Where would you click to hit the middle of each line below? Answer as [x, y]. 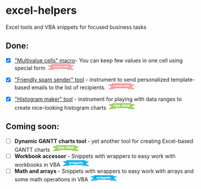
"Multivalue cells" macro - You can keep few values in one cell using [98, 60]
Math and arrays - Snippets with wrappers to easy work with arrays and [104, 171]
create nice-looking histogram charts [60, 107]
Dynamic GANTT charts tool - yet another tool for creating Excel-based [104, 141]
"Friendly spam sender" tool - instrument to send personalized [92, 80]
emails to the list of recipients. [69, 87]
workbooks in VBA [37, 164]
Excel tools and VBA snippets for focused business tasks [76, 27]
